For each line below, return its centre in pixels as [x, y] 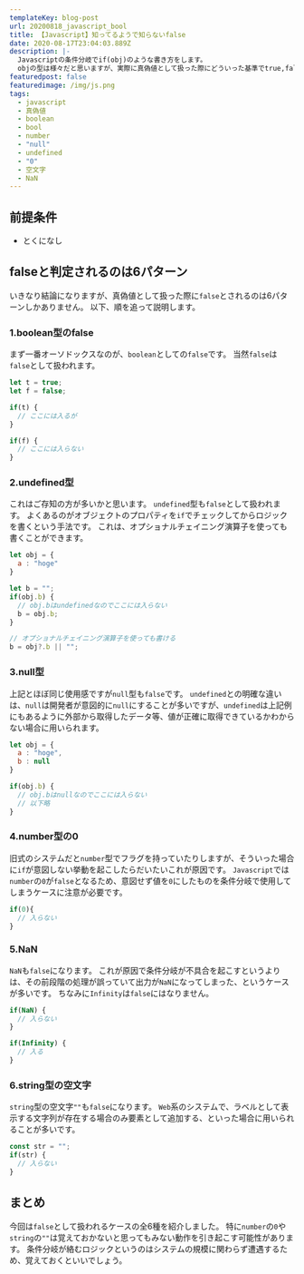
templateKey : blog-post [54, 18]
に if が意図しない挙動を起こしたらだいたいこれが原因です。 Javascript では [149, 869]
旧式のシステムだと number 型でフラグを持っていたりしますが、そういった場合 [152, 857]
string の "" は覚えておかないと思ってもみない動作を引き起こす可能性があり [148, 1237]
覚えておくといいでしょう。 [76, 1260]
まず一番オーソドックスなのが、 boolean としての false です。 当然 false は [143, 354]
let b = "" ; [32, 589]
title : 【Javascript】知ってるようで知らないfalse [98, 34]
